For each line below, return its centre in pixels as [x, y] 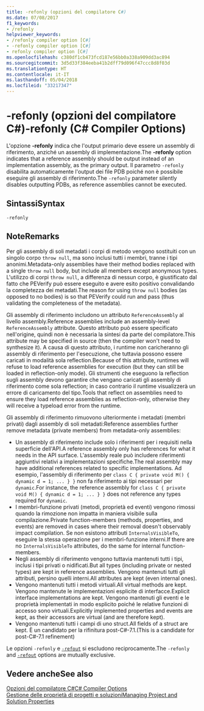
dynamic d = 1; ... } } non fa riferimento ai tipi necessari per [93, 481]
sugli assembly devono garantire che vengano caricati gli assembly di [94, 379]
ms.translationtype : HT [37, 69]
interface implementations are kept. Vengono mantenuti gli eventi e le [102, 598]
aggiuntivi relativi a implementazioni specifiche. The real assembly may [104, 462]
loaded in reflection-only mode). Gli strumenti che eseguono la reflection [97, 373]
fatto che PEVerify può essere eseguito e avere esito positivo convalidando [100, 284]
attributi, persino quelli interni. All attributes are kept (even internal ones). [106, 578]
